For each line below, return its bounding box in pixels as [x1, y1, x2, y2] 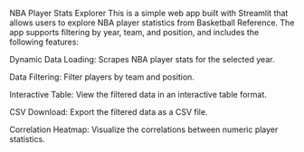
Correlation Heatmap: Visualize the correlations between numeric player [9, 124, 279, 135]
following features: [9, 36, 80, 47]
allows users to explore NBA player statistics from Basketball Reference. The [9, 17, 295, 28]
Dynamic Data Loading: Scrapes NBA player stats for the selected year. [9, 54, 275, 64]
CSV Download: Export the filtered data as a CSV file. [9, 107, 208, 117]
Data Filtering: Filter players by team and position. [9, 71, 195, 82]
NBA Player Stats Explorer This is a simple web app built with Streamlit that [9, 8, 289, 18]
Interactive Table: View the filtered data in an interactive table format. [9, 90, 267, 100]
